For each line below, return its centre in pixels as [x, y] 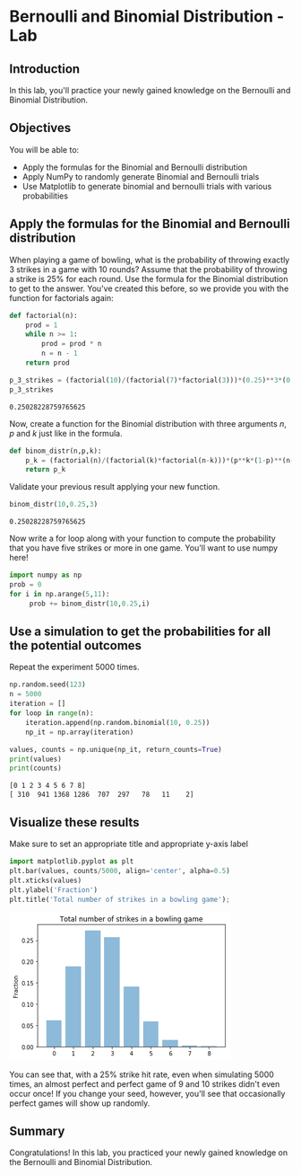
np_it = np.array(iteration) [80, 732]
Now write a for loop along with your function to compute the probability [142, 539]
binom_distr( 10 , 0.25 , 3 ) [54, 505]
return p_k [46, 470]
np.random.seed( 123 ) [48, 685]
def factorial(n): [43, 315]
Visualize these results [75, 822]
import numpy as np [46, 575]
